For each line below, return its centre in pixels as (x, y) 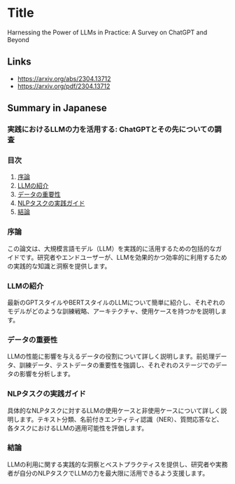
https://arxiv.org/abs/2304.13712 (64, 78)
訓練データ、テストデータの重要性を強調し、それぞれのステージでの (117, 365)
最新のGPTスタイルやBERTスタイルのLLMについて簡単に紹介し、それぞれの (116, 302)
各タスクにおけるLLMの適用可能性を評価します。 (78, 428)
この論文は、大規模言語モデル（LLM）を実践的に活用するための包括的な (112, 248)
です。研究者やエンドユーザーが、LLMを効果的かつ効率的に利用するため (123, 257)
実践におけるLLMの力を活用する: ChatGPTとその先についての (111, 130)
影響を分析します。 (47, 374)
